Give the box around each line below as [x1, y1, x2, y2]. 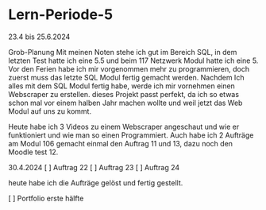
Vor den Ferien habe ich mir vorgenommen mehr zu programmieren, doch [8, 64, 250, 73]
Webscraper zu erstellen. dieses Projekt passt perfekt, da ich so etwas [8, 89, 240, 99]
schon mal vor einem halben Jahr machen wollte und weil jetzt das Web [8, 98, 243, 107]
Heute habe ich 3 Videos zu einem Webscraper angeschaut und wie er [8, 122, 240, 131]
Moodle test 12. [8, 147, 59, 157]
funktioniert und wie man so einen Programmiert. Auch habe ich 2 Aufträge [8, 130, 254, 140]
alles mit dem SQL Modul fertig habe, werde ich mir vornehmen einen [8, 81, 236, 91]
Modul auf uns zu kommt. [8, 106, 92, 116]
